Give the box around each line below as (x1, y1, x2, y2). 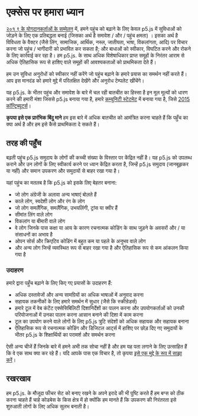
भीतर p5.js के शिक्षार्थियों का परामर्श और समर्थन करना (14, 331, 115, 338)
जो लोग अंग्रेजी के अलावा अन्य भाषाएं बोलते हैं (14, 191, 97, 198)
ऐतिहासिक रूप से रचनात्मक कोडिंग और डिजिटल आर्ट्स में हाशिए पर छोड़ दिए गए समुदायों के (14, 325, 183, 332)
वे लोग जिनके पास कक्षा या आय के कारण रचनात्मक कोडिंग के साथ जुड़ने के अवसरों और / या (14, 224, 186, 231)
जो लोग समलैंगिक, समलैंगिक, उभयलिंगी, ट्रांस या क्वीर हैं (14, 204, 118, 211)
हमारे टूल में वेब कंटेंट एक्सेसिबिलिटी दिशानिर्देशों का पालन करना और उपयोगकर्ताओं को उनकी (14, 305, 184, 312)
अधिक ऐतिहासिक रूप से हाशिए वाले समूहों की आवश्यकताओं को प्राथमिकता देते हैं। (6, 59, 157, 66)
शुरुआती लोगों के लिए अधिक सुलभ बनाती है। (6, 402, 90, 410)
